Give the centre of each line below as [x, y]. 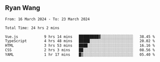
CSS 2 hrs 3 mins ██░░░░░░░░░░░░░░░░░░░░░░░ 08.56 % [80, 50]
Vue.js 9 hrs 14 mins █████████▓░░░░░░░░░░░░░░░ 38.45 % [80, 37]
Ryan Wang [23, 8]
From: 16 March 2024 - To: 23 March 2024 [48, 19]
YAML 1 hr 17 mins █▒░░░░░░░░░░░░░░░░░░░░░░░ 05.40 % [80, 55]
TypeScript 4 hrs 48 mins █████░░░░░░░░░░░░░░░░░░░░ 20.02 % [80, 41]
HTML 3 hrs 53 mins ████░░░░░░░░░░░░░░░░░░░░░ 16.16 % [80, 46]
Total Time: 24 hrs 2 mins [32, 28]
